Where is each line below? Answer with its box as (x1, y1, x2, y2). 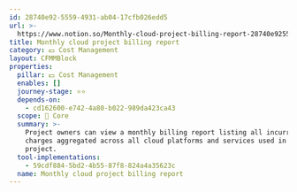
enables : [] (17, 79, 62, 88)
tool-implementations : (17, 152, 101, 162)
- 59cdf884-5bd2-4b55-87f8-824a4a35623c (25, 161, 176, 170)
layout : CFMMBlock (9, 54, 77, 63)
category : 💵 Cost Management (9, 46, 118, 55)
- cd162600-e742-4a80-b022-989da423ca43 (25, 104, 176, 112)
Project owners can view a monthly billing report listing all (25, 128, 263, 137)
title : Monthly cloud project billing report (9, 37, 179, 47)
